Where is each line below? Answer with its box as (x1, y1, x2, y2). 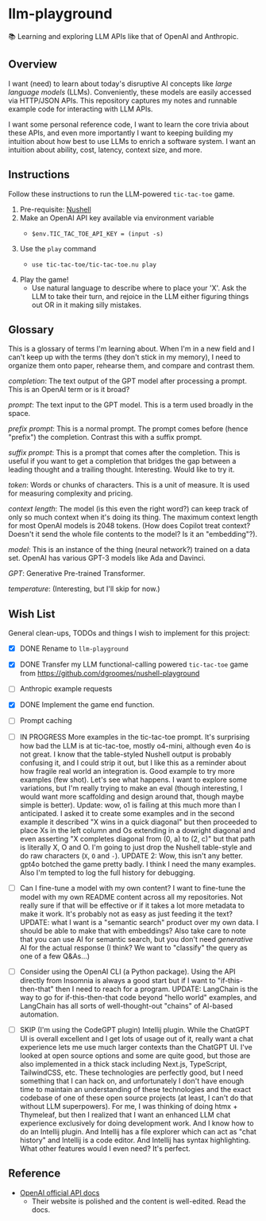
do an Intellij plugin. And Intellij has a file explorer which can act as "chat (19, 1126, 256, 1136)
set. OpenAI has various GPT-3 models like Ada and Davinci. (8, 554, 206, 563)
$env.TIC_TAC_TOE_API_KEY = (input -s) (31, 230, 164, 238)
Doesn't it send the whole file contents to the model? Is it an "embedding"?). (8, 530, 258, 539)
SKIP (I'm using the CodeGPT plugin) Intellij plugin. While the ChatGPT (19, 1025, 250, 1034)
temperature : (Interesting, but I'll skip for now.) (8, 584, 160, 593)
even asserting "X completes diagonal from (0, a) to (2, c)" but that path (19, 834, 256, 843)
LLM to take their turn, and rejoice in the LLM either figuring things (31, 291, 249, 301)
